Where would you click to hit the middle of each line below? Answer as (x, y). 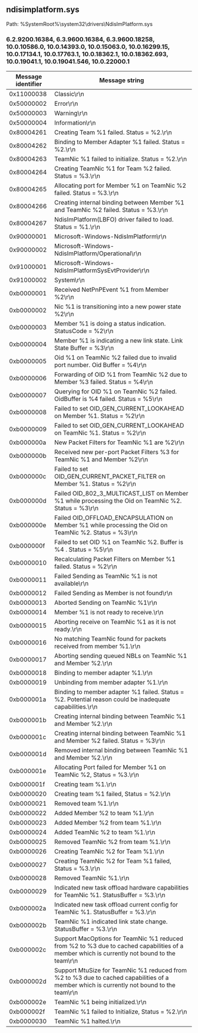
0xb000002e (28, 1002)
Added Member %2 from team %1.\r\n (108, 823)
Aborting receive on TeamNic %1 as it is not (115, 622)
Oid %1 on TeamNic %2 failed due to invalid (115, 358)
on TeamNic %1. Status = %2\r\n (100, 433)
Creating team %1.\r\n (85, 784)
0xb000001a (28, 699)
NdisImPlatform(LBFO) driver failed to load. (114, 220)
